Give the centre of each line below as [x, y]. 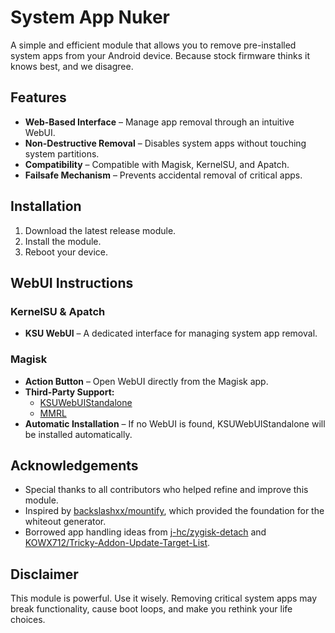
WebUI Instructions [72, 282]
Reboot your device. [66, 252]
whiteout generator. [65, 522]
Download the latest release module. [100, 230]
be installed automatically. [78, 434]
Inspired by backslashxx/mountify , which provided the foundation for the [174, 511]
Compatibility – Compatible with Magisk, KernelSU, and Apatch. [157, 164]
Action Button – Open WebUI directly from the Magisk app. [146, 381]
